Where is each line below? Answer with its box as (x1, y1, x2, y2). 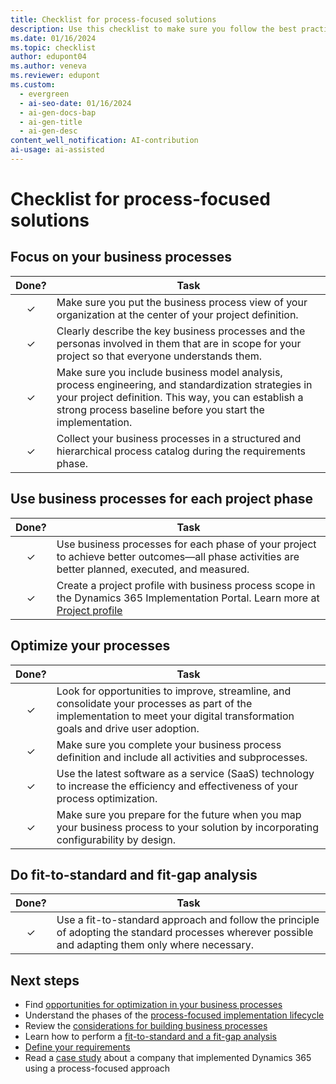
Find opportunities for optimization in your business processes (24, 999, 283, 1011)
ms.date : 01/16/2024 (10, 33, 97, 43)
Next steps (10, 972, 80, 989)
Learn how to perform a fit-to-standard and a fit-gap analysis (24, 1031, 278, 1043)
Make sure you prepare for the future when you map (56, 807, 302, 821)
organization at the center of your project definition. (56, 307, 299, 321)
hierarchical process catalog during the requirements (56, 444, 306, 458)
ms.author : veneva (10, 61, 87, 71)
